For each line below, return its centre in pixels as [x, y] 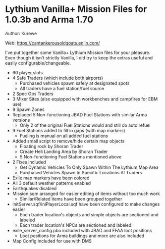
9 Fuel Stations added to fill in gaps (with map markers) [69, 130]
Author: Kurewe [21, 33]
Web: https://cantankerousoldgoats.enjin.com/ [53, 43]
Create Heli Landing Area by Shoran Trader [64, 151]
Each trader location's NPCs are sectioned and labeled [76, 225]
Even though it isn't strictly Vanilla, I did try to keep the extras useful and [79, 57]
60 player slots [27, 72]
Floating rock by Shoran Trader [51, 146]
